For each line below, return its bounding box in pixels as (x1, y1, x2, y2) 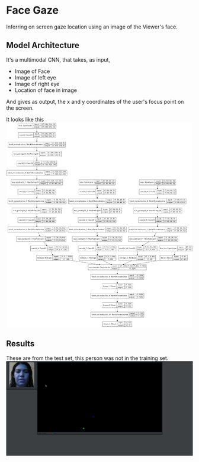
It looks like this (6, 116, 44, 123)
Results (6, 339, 35, 349)
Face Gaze (6, 4, 59, 17)
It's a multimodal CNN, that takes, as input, (6, 56, 111, 63)
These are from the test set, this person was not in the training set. (6, 354, 169, 362)
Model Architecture (6, 40, 80, 50)
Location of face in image (14, 87, 77, 94)
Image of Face (14, 68, 50, 75)
